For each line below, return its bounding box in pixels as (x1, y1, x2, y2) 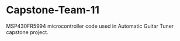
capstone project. (6, 28, 49, 35)
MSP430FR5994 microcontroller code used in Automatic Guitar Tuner (6, 23, 174, 29)
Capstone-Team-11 (6, 3, 100, 17)
